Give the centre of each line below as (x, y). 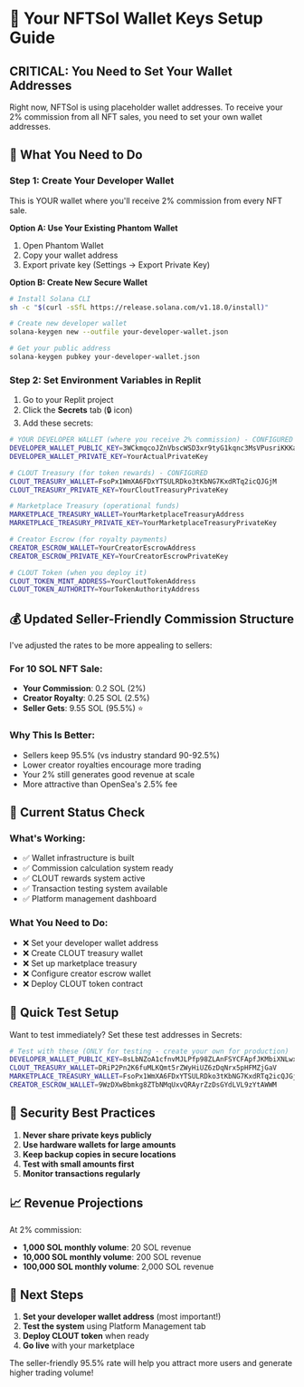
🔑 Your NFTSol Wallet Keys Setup (137, 19)
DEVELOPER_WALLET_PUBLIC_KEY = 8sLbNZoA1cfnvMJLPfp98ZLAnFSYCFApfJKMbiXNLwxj (155, 1060)
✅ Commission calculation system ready (98, 868)
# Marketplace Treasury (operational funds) (95, 506)
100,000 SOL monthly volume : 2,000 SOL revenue (118, 1266)
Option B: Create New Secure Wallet (78, 282)
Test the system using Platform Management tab (114, 1326)
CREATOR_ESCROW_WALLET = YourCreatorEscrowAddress (103, 548)
